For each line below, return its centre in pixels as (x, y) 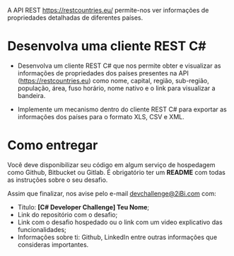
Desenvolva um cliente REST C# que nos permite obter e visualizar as (119, 66)
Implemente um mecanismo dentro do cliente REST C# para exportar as (122, 109)
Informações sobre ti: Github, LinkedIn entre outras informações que (117, 237)
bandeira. (31, 95)
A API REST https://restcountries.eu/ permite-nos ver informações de (108, 10)
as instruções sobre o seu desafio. (58, 180)
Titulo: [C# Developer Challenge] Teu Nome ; (83, 207)
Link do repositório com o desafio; (68, 214)
